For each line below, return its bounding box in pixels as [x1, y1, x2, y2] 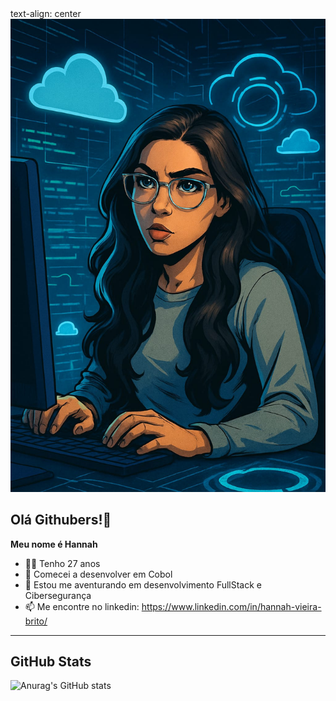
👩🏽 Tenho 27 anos [24, 557, 101, 569]
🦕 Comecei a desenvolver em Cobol [24, 568, 173, 580]
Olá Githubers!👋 [10, 512, 112, 529]
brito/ [24, 615, 48, 627]
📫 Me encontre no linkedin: [24, 600, 140, 612]
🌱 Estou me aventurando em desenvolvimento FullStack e [24, 578, 263, 591]
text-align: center [10, 8, 82, 19]
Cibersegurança [24, 589, 92, 601]
